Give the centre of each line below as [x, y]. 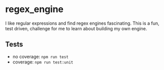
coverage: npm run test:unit [43, 62]
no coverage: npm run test [41, 56]
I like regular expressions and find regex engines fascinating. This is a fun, [83, 23]
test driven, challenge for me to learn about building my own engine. [76, 28]
